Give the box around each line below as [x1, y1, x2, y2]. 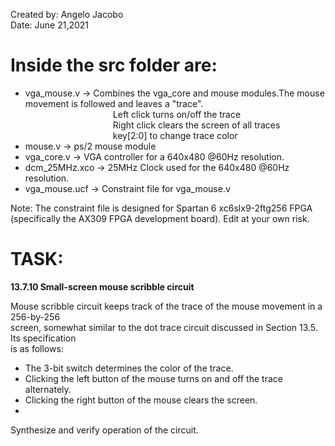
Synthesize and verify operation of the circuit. [10, 424, 199, 436]
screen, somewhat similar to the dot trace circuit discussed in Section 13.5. [10, 321, 318, 333]
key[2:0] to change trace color [112, 129, 238, 141]
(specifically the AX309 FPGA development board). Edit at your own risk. [10, 212, 310, 224]
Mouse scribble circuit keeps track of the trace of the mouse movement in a [10, 300, 323, 312]
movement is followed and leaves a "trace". [24, 97, 204, 109]
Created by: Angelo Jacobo [10, 9, 124, 20]
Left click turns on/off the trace [112, 108, 242, 120]
